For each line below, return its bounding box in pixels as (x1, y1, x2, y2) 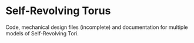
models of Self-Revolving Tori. (5, 29, 79, 37)
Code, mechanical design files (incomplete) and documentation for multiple (5, 24, 188, 31)
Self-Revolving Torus (5, 4, 111, 18)
